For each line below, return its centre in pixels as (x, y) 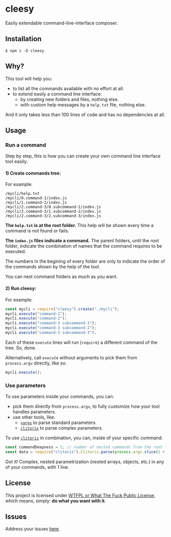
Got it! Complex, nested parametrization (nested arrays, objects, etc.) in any (85, 462)
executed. (16, 251)
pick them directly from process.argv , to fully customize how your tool (86, 406)
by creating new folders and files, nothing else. (69, 99)
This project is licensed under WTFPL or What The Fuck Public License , (80, 495)
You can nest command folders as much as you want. (62, 277)
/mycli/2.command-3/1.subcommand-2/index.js (53, 212)
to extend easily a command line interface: (57, 94)
